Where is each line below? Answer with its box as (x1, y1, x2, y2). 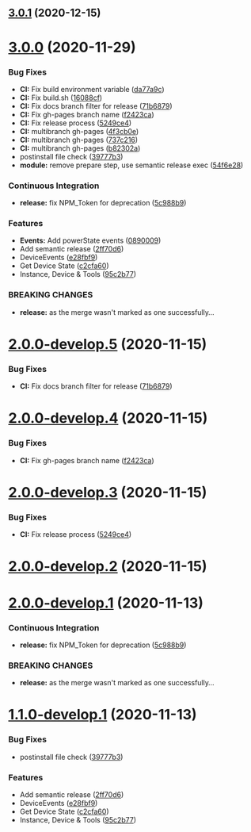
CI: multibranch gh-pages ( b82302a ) (19, 143, 141, 153)
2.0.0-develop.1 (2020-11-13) (8, 594, 204, 612)
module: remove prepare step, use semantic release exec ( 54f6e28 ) (19, 160, 244, 170)
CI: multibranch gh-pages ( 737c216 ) (19, 135, 139, 144)
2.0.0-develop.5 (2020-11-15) (8, 335, 207, 353)
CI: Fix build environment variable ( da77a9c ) (19, 84, 165, 94)
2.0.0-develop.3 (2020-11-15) (8, 483, 207, 501)
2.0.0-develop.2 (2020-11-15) (8, 558, 207, 576)
